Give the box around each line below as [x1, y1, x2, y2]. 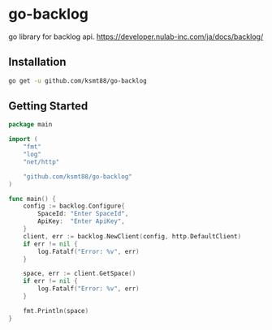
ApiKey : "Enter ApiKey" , [37, 217, 126, 225]
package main [8, 121, 53, 129]
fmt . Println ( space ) [23, 306, 89, 315]
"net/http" [23, 157, 60, 166]
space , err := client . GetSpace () [23, 269, 136, 278]
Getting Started [8, 99, 89, 114]
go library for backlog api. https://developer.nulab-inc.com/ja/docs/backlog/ [8, 32, 264, 41]
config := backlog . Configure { [23, 202, 126, 211]
